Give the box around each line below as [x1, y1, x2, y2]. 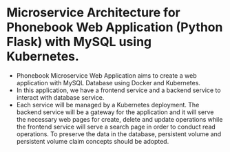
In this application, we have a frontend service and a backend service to [16, 86, 221, 94]
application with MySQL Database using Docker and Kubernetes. [16, 78, 201, 87]
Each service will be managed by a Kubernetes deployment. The [16, 100, 200, 109]
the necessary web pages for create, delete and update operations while [16, 115, 223, 123]
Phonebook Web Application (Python [6, 19, 223, 35]
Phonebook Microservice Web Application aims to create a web [16, 71, 197, 80]
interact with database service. [16, 93, 105, 101]
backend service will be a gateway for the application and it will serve [16, 108, 214, 116]
